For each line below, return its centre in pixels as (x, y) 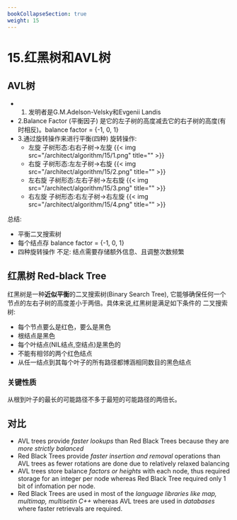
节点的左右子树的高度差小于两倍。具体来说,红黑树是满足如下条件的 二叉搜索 (117, 303)
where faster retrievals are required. (70, 509)
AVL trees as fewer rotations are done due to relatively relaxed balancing (123, 463)
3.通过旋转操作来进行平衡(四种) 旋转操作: (77, 138)
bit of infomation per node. (56, 486)
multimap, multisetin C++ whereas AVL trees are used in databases (116, 501)
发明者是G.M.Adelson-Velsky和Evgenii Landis (94, 112)
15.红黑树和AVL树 (59, 58)
